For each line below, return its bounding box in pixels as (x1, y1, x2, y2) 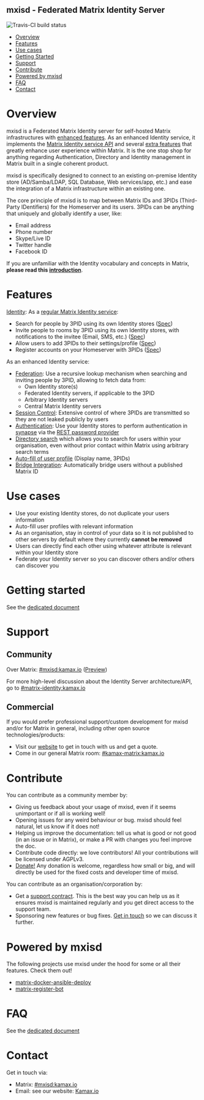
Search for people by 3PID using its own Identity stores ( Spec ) (15, 319, 173, 327)
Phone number (15, 228, 53, 235)
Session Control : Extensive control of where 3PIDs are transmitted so (15, 408, 190, 416)
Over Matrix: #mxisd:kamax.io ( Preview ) (6, 666, 108, 673)
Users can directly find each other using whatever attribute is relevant (15, 542, 192, 549)
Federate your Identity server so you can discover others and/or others (15, 555, 195, 563)
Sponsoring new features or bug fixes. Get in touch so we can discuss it (15, 912, 197, 919)
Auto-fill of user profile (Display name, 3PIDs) (15, 454, 130, 462)
